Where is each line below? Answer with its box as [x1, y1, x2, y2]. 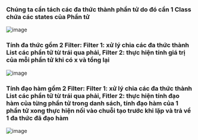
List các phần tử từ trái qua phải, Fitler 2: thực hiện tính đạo [6, 91, 180, 100]
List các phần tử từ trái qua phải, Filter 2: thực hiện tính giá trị [6, 49, 186, 57]
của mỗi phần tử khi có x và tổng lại [6, 56, 110, 64]
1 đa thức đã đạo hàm [6, 114, 69, 122]
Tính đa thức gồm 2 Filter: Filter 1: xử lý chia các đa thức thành [6, 41, 189, 49]
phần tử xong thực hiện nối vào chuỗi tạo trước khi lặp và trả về [6, 106, 191, 114]
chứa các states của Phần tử [6, 12, 90, 21]
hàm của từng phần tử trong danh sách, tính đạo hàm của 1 [6, 99, 178, 107]
